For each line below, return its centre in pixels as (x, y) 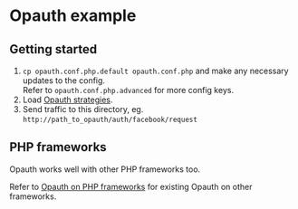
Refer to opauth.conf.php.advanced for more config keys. (128, 90)
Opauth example (73, 16)
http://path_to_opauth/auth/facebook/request (110, 119)
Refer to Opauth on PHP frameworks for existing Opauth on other (131, 186)
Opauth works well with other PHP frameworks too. (105, 169)
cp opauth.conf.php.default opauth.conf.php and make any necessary (155, 71)
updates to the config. (64, 81)
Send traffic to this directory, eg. (83, 109)
